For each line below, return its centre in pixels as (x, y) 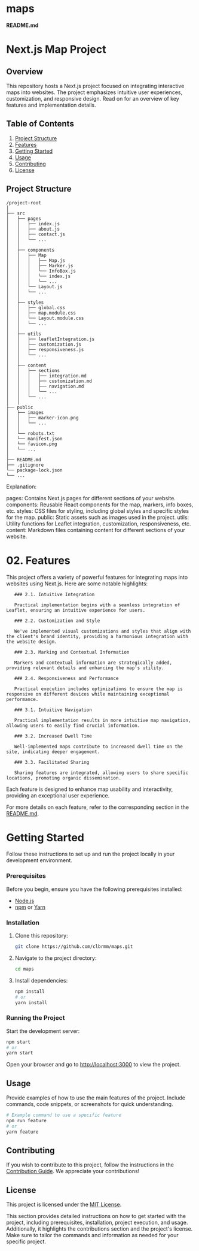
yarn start (20, 1053)
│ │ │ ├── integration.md (46, 376)
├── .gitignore (25, 465)
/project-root (24, 203)
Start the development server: (43, 1031)
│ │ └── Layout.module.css (45, 318)
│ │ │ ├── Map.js (36, 260)
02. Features (38, 560)
